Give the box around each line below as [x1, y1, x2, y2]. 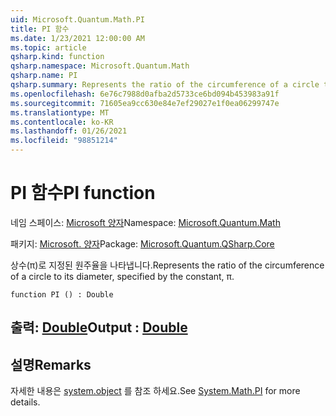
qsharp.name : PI [10, 71, 78, 81]
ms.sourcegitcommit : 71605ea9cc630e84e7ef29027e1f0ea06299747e [10, 98, 280, 108]
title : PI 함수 [10, 24, 70, 34]
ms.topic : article [10, 42, 87, 53]
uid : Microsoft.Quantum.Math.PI [10, 14, 145, 25]
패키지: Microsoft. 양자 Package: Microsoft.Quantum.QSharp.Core [10, 237, 275, 250]
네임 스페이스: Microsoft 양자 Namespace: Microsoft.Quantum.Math [10, 216, 281, 228]
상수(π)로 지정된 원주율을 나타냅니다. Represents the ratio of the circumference [10, 259, 325, 271]
